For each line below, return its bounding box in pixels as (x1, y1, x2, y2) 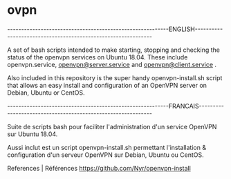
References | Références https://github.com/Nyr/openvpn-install (7, 164, 192, 172)
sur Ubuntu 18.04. (7, 130, 58, 138)
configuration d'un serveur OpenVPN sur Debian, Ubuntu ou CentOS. (7, 151, 204, 159)
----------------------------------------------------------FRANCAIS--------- (7, 102, 225, 110)
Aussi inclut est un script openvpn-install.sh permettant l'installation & (7, 143, 206, 151)
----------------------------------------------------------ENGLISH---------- (7, 25, 223, 33)
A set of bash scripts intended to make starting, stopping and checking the (7, 46, 220, 54)
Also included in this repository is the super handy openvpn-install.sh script (7, 73, 223, 82)
